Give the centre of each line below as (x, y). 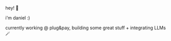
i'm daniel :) (18, 18)
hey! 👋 (12, 8)
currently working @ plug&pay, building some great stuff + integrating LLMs (85, 28)
